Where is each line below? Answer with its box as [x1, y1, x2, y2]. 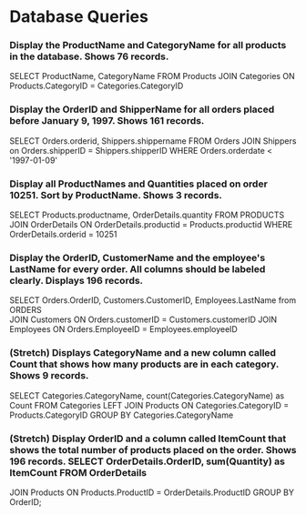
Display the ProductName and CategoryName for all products [9, 39, 287, 52]
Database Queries [9, 6, 148, 27]
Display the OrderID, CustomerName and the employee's [9, 252, 266, 264]
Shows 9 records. [9, 369, 89, 382]
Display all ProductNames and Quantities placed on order [9, 177, 269, 190]
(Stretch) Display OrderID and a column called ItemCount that [9, 432, 287, 445]
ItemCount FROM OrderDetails [9, 466, 148, 479]
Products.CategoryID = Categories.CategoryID [9, 80, 184, 92]
